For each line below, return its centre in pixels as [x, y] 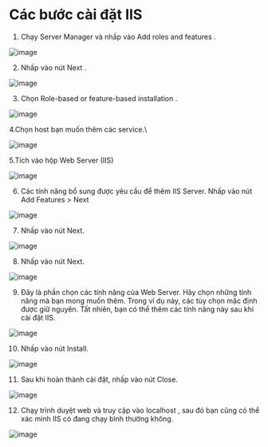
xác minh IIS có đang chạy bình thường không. [97, 418]
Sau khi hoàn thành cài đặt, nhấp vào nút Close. [99, 379]
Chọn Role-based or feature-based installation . [99, 98]
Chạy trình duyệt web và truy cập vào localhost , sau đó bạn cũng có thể [140, 410]
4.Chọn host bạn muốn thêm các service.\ [78, 129]
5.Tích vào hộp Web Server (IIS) [61, 160]
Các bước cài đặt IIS [76, 15]
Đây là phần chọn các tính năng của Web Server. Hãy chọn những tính [136, 292]
